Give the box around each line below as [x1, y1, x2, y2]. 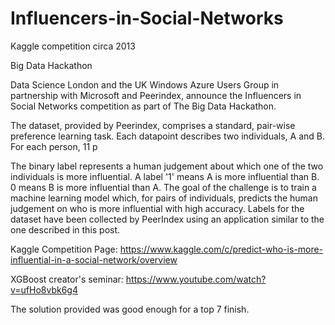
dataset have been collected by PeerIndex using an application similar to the [10, 213, 325, 225]
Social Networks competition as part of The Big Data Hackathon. [10, 100, 277, 112]
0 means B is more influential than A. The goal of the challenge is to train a [10, 181, 317, 193]
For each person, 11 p [10, 140, 98, 152]
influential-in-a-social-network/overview [10, 253, 178, 266]
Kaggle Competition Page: [10, 243, 118, 255]
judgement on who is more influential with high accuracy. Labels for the [10, 202, 305, 214]
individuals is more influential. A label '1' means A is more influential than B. [10, 170, 320, 182]
